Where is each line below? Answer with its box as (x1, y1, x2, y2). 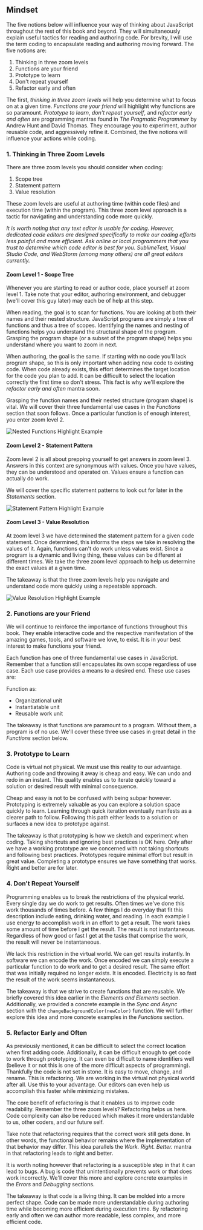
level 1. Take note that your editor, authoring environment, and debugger (6, 291, 186, 298)
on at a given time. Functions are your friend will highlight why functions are (6, 102, 195, 110)
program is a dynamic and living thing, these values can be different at (6, 551, 182, 559)
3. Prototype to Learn (6, 749, 70, 758)
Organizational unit (14, 697, 62, 704)
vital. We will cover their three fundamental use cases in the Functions (6, 403, 181, 411)
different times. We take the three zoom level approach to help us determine (6, 557, 196, 565)
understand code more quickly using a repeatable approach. (6, 582, 157, 590)
